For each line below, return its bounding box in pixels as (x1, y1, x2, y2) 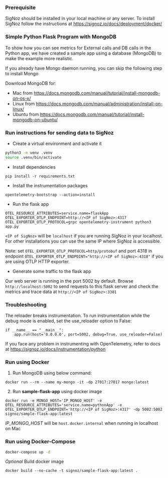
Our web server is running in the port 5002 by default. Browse (5, 278, 134, 284)
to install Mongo (5, 70, 39, 76)
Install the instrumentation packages (12, 182, 88, 188)
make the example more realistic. (5, 55, 74, 61)
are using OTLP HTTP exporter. (5, 258, 70, 265)
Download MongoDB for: (5, 80, 57, 86)
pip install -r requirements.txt (5, 174, 75, 179)
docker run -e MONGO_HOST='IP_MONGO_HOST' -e (5, 398, 102, 403)
